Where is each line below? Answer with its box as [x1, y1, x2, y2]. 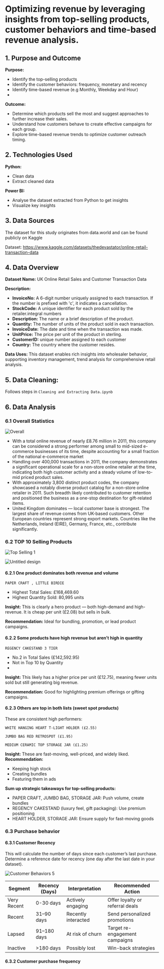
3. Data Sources [5, 217, 55, 225]
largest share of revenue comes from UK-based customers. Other [12, 511, 144, 516]
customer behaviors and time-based [5, 24, 157, 35]
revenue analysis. [5, 35, 79, 46]
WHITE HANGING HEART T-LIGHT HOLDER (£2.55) [5, 725, 97, 730]
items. [12, 500, 25, 506]
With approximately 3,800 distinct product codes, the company [12, 479, 140, 485]
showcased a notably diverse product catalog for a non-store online [12, 484, 149, 491]
